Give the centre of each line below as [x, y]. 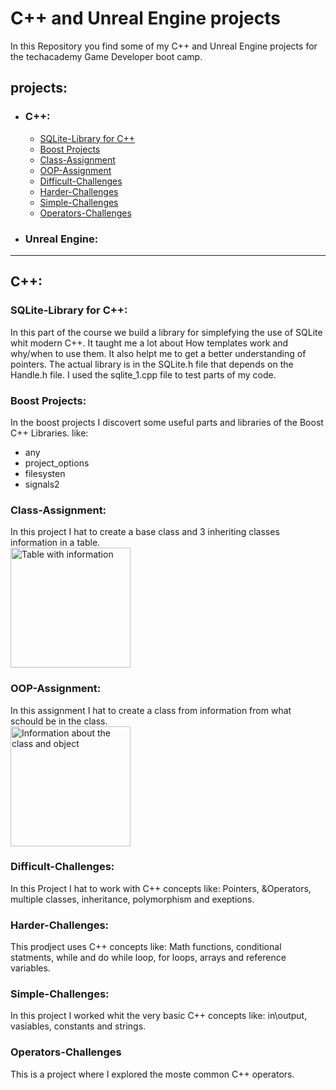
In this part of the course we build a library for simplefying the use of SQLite [166, 332]
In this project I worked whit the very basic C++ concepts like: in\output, [159, 1016]
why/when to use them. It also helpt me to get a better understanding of [158, 353]
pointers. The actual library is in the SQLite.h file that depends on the [152, 364]
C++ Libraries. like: [49, 433]
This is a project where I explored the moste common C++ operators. [152, 1074]
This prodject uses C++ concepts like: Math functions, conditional [146, 947]
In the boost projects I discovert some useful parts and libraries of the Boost [167, 422]
